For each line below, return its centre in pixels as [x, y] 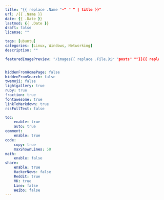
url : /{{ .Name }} [24, 14]
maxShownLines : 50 [32, 149]
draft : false [18, 28]
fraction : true [20, 95]
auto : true [25, 127]
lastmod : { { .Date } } [27, 23]
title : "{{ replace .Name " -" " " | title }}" [53, 10]
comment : [14, 131]
